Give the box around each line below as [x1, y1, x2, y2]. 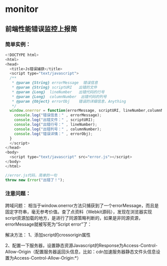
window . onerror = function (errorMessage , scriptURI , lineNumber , [9, 108, 148, 113]
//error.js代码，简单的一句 [5, 173, 57, 178]
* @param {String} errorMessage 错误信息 [11, 80, 98, 85]
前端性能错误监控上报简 [5, 24, 77, 33]
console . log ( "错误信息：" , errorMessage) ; [14, 113, 102, 118]
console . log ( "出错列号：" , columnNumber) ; [14, 126, 102, 132]
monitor [5, 3, 39, 15]
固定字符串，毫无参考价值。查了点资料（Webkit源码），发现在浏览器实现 [5, 209, 153, 215]
